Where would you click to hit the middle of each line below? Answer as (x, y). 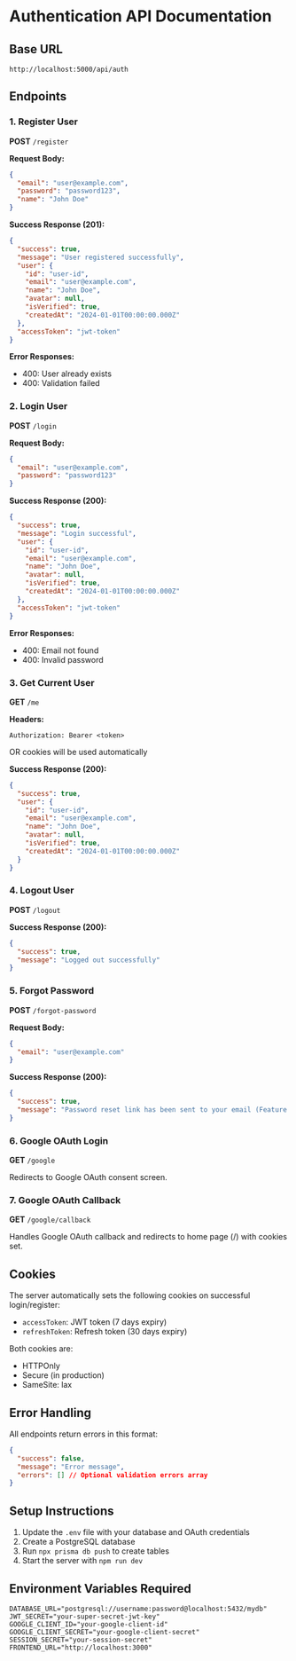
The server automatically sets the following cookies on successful (130, 1295)
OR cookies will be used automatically (78, 752)
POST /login (33, 425)
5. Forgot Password (52, 991)
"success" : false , (51, 1458)
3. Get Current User (52, 682)
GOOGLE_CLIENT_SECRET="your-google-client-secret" (105, 1632)
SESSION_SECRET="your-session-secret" (81, 1640)
